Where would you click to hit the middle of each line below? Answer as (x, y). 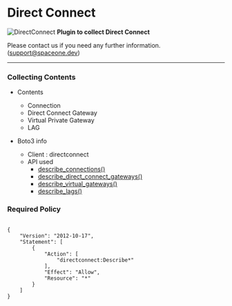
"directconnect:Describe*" (95, 260)
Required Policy (34, 209)
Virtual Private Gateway (61, 120)
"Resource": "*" (67, 278)
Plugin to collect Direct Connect (104, 32)
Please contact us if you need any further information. (84, 45)
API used (40, 162)
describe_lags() (60, 191)
